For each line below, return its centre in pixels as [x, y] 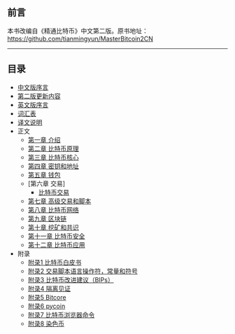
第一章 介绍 [44, 139]
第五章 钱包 [44, 174]
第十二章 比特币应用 [56, 244]
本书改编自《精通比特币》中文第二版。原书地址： [78, 31]
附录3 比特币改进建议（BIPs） [71, 279]
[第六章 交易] [46, 183]
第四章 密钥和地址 [53, 166]
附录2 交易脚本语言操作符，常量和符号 [83, 271]
